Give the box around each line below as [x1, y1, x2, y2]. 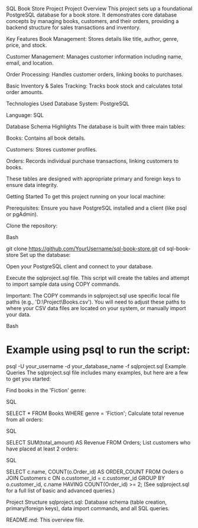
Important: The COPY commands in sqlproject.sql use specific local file [6, 292, 180, 299]
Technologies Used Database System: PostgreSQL [6, 100, 129, 107]
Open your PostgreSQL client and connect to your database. [6, 263, 153, 270]
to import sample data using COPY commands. [6, 281, 121, 288]
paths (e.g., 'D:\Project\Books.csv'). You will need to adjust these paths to [6, 298, 186, 305]
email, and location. [6, 59, 54, 66]
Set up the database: [20, 252, 71, 258]
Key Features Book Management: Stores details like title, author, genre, [6, 36, 179, 42]
